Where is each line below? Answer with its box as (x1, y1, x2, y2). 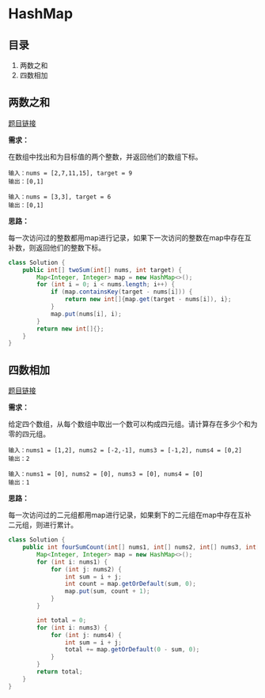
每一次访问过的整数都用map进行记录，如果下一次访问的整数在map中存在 (8, 232, 245, 242)
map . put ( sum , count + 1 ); (64, 587, 150, 595)
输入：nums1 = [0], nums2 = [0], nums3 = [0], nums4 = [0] (8, 470, 203, 478)
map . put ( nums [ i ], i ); (50, 310, 123, 318)
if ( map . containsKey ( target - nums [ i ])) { (50, 288, 193, 296)
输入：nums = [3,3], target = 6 (8, 193, 112, 201)
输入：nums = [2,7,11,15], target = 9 (8, 169, 133, 177)
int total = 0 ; (36, 616, 87, 624)
